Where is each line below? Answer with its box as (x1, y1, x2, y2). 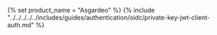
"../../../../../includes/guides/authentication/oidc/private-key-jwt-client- (7, 13, 210, 22)
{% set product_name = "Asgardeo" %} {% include (7, 6, 155, 14)
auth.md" (7, 21, 35, 29)
